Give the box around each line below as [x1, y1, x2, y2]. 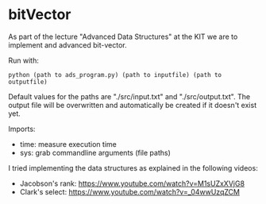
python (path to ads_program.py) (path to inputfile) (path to [8, 71, 222, 79]
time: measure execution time [19, 139, 117, 148]
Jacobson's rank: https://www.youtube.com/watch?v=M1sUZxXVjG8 [19, 179, 245, 188]
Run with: [8, 56, 40, 65]
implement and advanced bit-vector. [8, 40, 127, 49]
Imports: [8, 124, 36, 133]
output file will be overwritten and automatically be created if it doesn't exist [8, 100, 256, 110]
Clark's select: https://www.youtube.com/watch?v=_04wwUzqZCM [19, 187, 241, 196]
